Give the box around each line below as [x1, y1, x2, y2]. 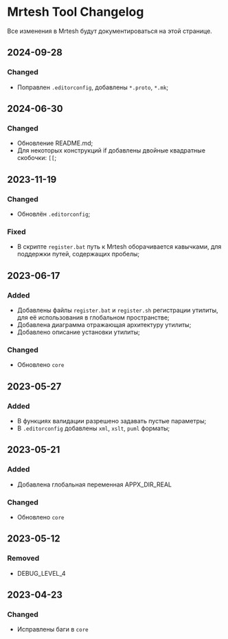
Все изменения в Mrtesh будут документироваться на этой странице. [7, 27, 213, 35]
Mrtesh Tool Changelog [7, 4, 144, 20]
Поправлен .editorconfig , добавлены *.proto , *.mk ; [16, 83, 169, 91]
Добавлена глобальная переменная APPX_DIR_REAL [16, 480, 172, 489]
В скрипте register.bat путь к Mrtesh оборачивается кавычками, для [16, 243, 222, 251]
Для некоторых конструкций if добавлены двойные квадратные [16, 146, 206, 155]
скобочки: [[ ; [16, 154, 57, 162]
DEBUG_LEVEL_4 [16, 569, 67, 577]
